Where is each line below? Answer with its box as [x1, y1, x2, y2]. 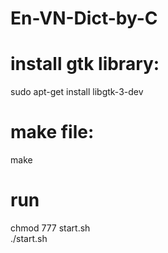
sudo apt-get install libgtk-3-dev [10, 86, 144, 98]
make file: [10, 121, 95, 144]
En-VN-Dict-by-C [10, 7, 158, 30]
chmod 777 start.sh [10, 222, 91, 234]
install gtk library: [10, 53, 160, 76]
